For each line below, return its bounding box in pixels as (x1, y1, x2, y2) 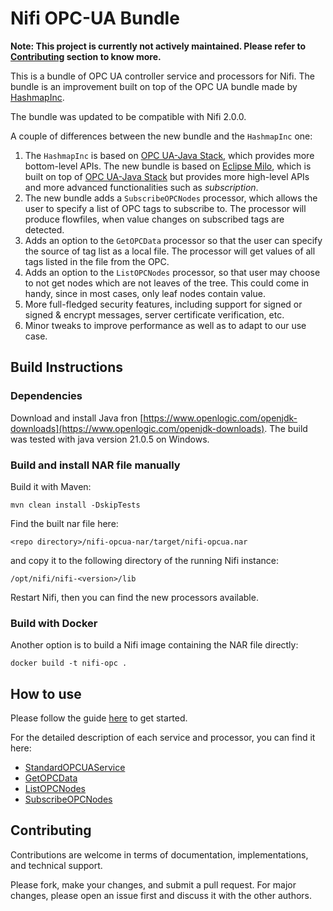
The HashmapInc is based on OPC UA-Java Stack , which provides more (24, 149, 315, 161)
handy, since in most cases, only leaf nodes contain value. (24, 287, 266, 299)
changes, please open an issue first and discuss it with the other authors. (10, 889, 313, 901)
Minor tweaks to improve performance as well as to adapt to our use (24, 319, 307, 331)
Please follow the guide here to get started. (10, 712, 188, 724)
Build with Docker (10, 616, 98, 630)
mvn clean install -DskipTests (10, 500, 141, 510)
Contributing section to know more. (10, 50, 162, 62)
